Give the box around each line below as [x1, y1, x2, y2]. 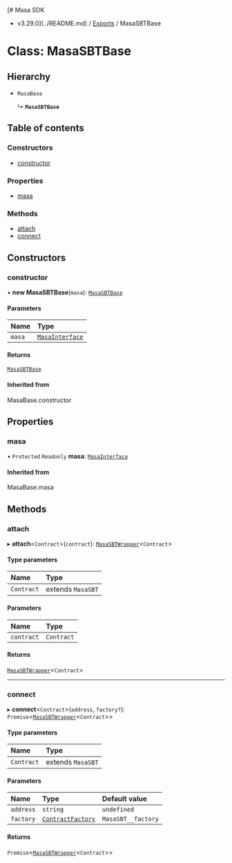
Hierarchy [7, 70, 51, 82]
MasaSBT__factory [102, 815, 159, 823]
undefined [102, 806, 135, 813]
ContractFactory [42, 815, 96, 823]
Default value [102, 794, 147, 804]
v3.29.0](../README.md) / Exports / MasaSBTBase [17, 19, 161, 27]
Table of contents [7, 122, 84, 134]
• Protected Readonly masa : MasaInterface [7, 452, 128, 461]
